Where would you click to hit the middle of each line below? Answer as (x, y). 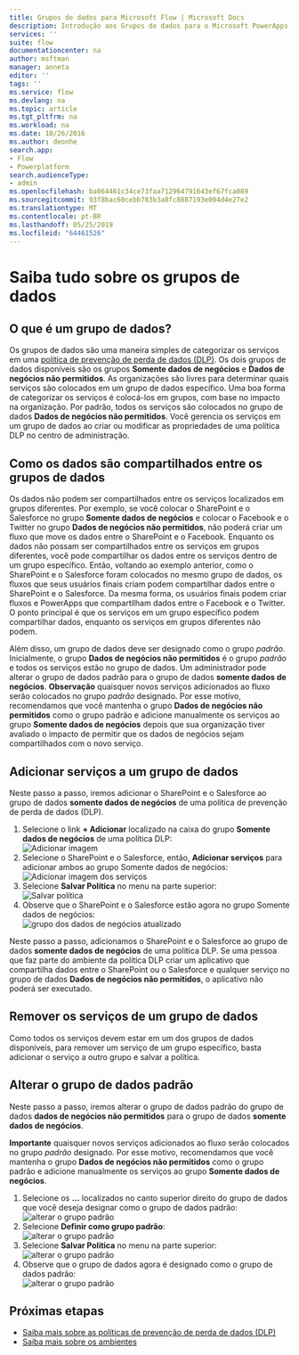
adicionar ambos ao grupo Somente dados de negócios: (125, 867)
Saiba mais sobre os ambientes (80, 1342)
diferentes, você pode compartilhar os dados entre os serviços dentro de (143, 556)
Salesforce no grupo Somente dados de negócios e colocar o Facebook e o (149, 518)
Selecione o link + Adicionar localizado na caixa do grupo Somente (146, 829)
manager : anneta (39, 68)
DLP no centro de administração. (69, 435)
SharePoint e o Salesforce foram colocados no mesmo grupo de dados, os (146, 575)
